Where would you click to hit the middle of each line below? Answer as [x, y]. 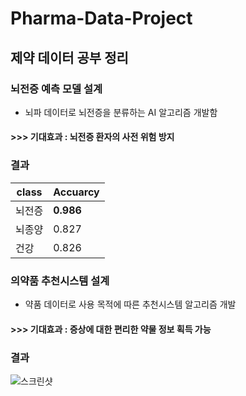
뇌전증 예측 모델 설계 [56, 89]
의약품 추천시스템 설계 [60, 280]
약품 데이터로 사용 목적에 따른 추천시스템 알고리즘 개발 [130, 304]
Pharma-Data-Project [101, 18]
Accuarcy [76, 192]
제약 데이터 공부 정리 [69, 57]
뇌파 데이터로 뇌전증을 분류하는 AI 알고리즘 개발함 [121, 112]
